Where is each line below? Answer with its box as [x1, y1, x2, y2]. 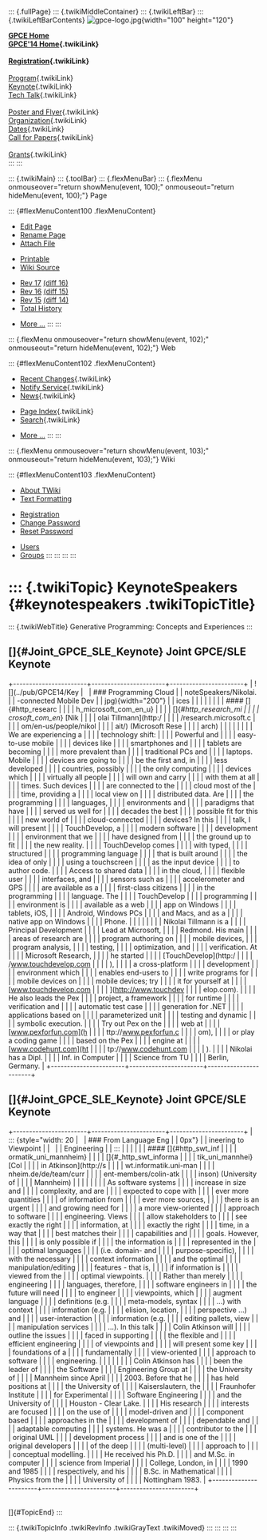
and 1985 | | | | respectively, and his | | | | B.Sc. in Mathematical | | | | [8, 1466, 233, 1476]
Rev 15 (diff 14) [19, 295, 69, 305]
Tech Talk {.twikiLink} [8, 90, 77, 99]
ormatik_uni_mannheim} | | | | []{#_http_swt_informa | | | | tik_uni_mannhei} [8, 1151, 253, 1162]
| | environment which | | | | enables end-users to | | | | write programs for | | [8, 967, 257, 977]
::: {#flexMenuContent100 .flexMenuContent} [8, 206, 156, 215]
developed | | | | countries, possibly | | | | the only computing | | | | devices [8, 764, 252, 773]
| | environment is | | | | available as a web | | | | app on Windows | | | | [8, 900, 237, 909]
